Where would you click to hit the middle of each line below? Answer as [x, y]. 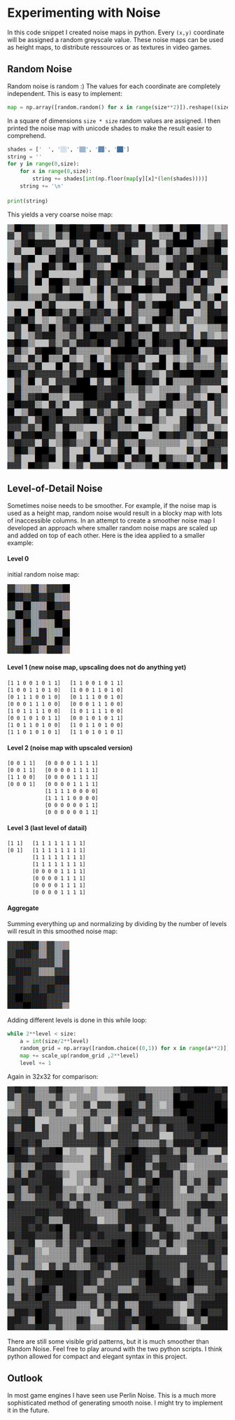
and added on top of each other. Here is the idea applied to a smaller [106, 535]
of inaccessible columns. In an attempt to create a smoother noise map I [111, 521]
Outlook [25, 1378]
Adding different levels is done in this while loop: [77, 1020]
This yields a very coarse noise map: [60, 214]
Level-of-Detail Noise [55, 489]
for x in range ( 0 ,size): [56, 172]
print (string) [28, 201]
